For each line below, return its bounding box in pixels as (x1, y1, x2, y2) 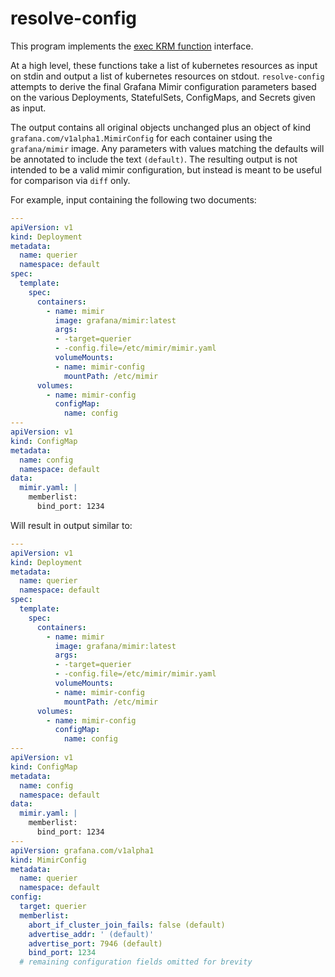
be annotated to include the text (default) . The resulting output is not (10, 153, 298, 165)
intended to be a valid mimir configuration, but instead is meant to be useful (10, 163, 322, 176)
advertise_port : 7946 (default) (28, 938, 163, 949)
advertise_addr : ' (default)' (28, 929, 155, 939)
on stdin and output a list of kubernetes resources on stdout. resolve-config (10, 70, 325, 82)
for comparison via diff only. (10, 174, 131, 186)
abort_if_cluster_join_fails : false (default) (28, 920, 226, 930)
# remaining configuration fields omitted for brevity (19, 957, 253, 967)
